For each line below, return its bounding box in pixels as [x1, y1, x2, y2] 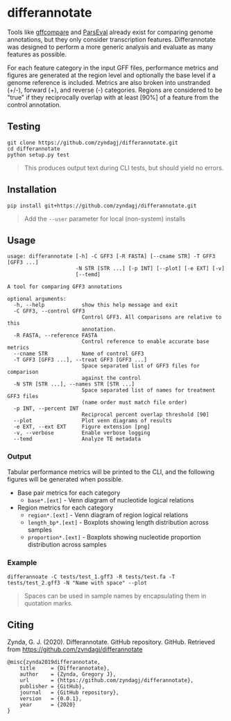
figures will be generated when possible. [7, 475, 123, 483]
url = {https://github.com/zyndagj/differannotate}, [19, 676, 194, 683]
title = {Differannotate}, [19, 665, 110, 672]
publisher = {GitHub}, [19, 683, 85, 690]
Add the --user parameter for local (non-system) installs [24, 214, 186, 223]
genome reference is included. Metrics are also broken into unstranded [7, 78, 210, 86]
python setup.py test [7, 151, 70, 158]
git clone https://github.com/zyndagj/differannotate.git [7, 139, 178, 146]
